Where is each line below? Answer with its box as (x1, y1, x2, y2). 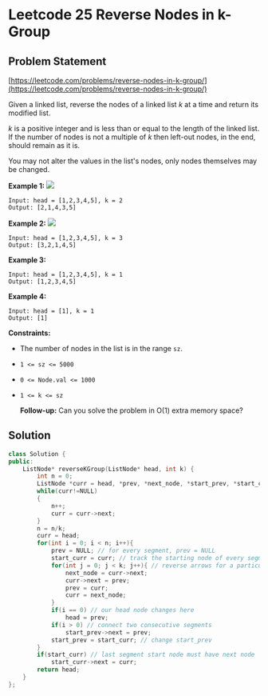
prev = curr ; (65, 584, 109, 592)
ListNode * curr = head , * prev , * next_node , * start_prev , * (37, 480, 238, 488)
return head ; (37, 666, 81, 674)
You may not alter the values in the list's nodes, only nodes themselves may (8, 156, 258, 166)
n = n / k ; (37, 524, 66, 533)
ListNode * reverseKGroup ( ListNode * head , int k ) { (22, 465, 195, 473)
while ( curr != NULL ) (37, 487, 98, 495)
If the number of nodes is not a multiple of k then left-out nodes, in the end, (8, 132, 256, 142)
